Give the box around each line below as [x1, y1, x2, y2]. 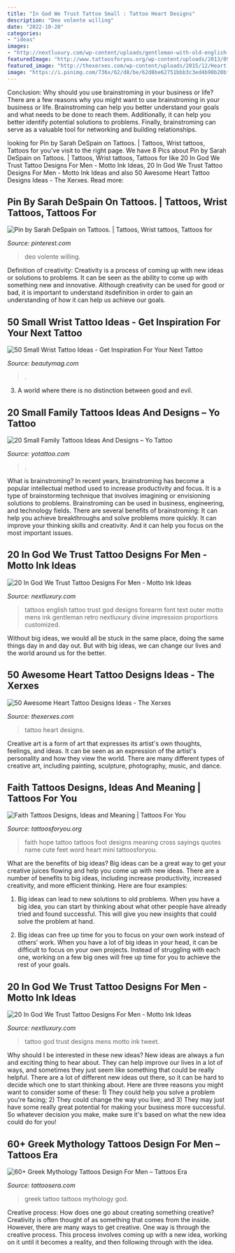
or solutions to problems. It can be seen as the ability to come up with [7, 273, 208, 282]
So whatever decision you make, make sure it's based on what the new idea [7, 1110, 226, 1119]
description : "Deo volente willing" [7, 17, 114, 24]
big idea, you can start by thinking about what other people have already [17, 903, 227, 911]
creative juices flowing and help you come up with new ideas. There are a [7, 866, 220, 875]
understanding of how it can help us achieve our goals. [7, 296, 166, 304]
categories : [7, 29, 42, 37]
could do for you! [7, 1118, 57, 1126]
